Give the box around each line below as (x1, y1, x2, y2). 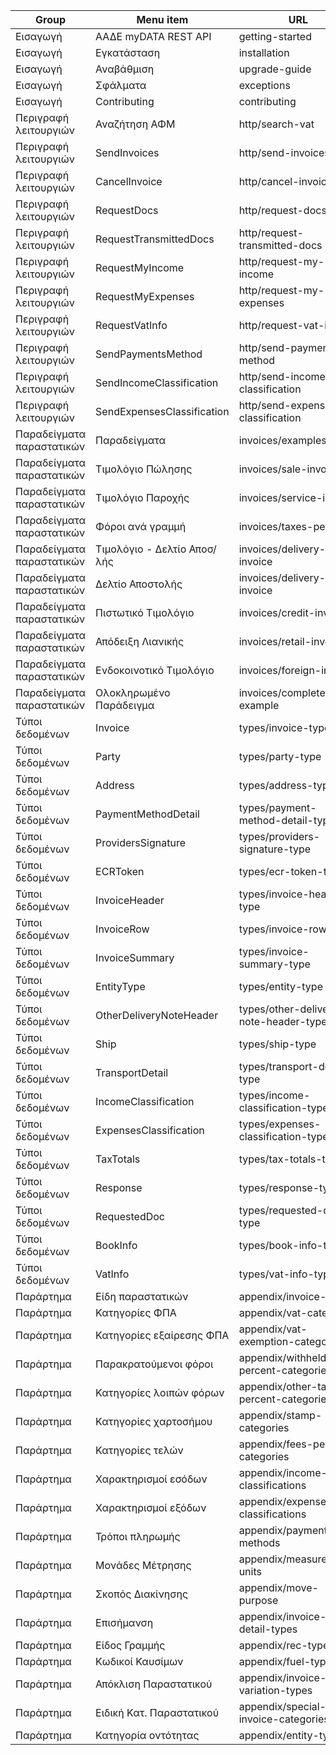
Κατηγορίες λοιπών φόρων (95, 1386, 225, 1399)
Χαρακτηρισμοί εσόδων (95, 1472, 208, 1486)
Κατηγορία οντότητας (95, 1729, 200, 1742)
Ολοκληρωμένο (95, 686, 171, 699)
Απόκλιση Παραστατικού (95, 1677, 213, 1691)
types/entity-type (238, 980, 323, 993)
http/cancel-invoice (238, 175, 333, 188)
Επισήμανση (95, 1616, 154, 1629)
